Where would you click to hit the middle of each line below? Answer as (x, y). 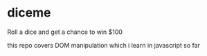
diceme (29, 13)
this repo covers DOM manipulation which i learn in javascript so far (104, 45)
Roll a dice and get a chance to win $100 (65, 32)
